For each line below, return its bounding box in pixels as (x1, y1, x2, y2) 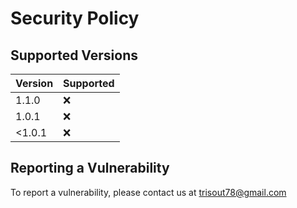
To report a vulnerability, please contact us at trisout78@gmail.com (10, 186, 287, 198)
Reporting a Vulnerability (10, 160, 170, 177)
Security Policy (10, 7, 140, 30)
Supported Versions (10, 47, 138, 64)
